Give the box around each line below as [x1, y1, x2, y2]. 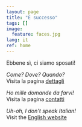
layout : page [6, 8, 39, 15]
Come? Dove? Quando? [6, 71, 65, 78]
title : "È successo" [6, 15, 58, 21]
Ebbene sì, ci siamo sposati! [6, 59, 76, 67]
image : [6, 25, 23, 32]
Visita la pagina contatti [6, 95, 65, 103]
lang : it [6, 37, 28, 43]
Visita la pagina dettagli [6, 77, 65, 85]
